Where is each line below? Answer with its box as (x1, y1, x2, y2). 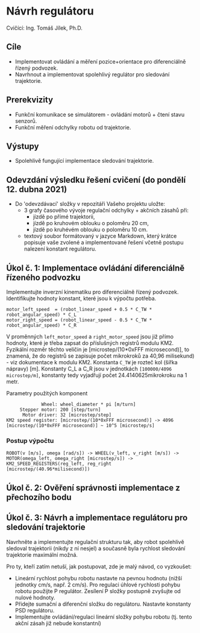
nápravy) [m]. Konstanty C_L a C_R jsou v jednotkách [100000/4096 (6, 365, 172, 372)
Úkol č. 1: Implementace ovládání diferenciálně (6, 263, 185, 273)
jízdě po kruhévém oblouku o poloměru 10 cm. (33, 226, 148, 234)
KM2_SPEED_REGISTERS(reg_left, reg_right (6, 461, 112, 467)
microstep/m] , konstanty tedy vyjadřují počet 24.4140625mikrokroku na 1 (6, 372, 187, 379)
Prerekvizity (6, 95, 53, 105)
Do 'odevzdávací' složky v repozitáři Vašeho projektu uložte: (14, 200, 166, 208)
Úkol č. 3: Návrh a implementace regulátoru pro (6, 513, 188, 523)
